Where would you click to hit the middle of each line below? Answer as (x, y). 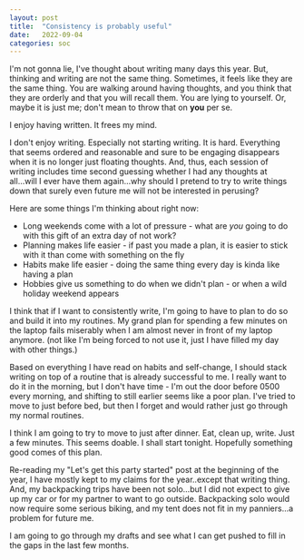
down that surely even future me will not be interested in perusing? (134, 191)
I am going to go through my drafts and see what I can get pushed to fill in (147, 535)
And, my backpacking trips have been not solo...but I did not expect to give (150, 489)
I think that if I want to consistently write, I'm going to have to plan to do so (149, 311)
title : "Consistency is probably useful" (91, 26)
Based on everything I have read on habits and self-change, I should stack (148, 368)
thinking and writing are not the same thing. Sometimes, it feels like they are (151, 79)
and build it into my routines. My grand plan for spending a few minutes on (148, 321)
